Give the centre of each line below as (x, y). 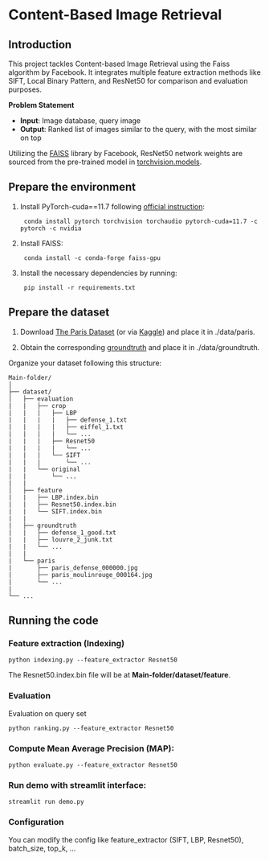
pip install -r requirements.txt (79, 287)
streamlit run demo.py (46, 802)
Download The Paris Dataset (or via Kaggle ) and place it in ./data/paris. (137, 332)
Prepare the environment (72, 187)
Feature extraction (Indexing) (67, 643)
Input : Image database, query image (80, 121)
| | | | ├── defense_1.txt (68, 420)
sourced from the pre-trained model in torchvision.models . (105, 162)
